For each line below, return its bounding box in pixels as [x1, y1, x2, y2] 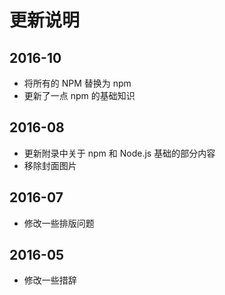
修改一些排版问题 [23, 217, 95, 229]
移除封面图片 [23, 159, 77, 171]
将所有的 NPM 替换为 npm [23, 77, 132, 89]
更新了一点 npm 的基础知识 [23, 90, 136, 101]
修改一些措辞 [23, 274, 77, 286]
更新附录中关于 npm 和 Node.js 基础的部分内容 [23, 147, 216, 159]
